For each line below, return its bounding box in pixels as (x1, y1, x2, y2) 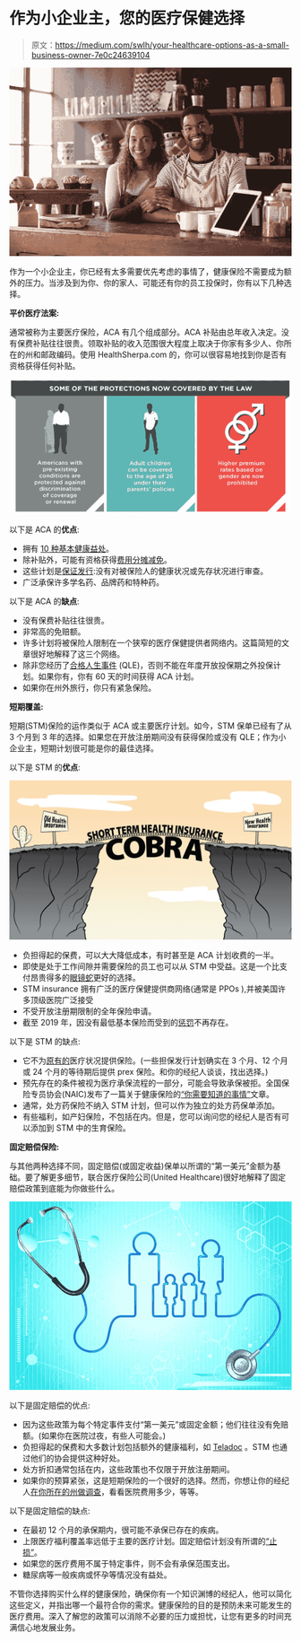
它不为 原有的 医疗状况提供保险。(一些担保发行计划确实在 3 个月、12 (21, 1055, 271, 1066)
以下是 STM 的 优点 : (9, 762, 81, 772)
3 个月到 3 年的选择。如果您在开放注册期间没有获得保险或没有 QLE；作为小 (9, 732, 287, 743)
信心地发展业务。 (16, 1622, 81, 1633)
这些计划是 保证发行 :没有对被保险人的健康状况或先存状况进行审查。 (21, 566, 269, 577)
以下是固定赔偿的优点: (9, 1401, 91, 1411)
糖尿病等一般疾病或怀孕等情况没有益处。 (21, 1569, 172, 1580)
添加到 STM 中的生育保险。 (30, 1122, 132, 1133)
